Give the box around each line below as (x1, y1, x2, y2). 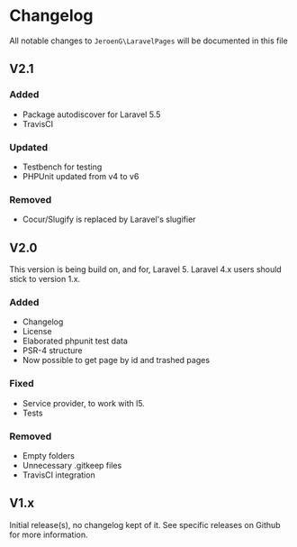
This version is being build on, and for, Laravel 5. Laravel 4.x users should (9, 264, 282, 275)
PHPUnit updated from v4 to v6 (22, 170, 139, 181)
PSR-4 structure (22, 345, 83, 356)
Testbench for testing (22, 161, 103, 172)
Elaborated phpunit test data (22, 335, 129, 347)
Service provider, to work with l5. (22, 397, 146, 408)
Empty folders (22, 450, 75, 460)
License (22, 326, 52, 337)
